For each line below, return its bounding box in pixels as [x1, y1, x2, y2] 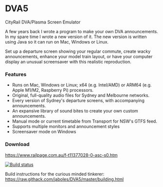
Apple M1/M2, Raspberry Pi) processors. [12, 87, 94, 93]
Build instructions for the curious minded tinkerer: [5, 171, 105, 177]
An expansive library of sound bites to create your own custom [12, 108, 139, 114]
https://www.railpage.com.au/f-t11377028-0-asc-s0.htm [5, 152, 118, 158]
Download [5, 141, 30, 148]
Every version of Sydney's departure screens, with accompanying [12, 98, 145, 104]
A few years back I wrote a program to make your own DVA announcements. [5, 28, 158, 34]
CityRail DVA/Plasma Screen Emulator [5, 19, 81, 25]
